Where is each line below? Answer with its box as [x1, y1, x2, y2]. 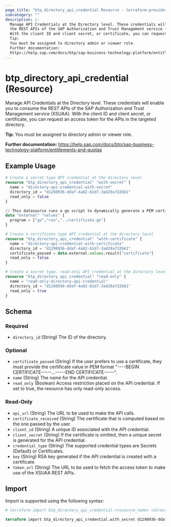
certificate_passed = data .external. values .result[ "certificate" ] [10, 251, 154, 256]
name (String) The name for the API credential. [12, 375, 108, 381]
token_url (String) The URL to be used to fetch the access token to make [12, 464, 166, 470]
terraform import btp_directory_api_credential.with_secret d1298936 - [5, 517, 158, 522]
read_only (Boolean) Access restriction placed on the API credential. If [12, 380, 160, 386]
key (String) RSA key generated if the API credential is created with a [12, 453, 157, 460]
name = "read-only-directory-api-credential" [10, 279, 108, 284]
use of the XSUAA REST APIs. [12, 469, 75, 475]
